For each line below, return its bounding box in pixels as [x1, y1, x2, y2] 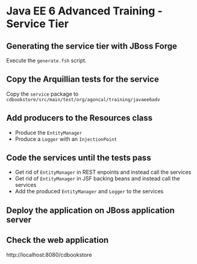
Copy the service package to [6, 90, 79, 97]
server [6, 215, 32, 225]
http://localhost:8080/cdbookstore [6, 251, 92, 258]
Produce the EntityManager [14, 129, 83, 136]
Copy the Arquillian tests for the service [6, 74, 160, 85]
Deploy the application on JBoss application [6, 205, 175, 215]
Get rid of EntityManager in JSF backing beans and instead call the [14, 175, 180, 182]
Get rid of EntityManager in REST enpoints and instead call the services [14, 168, 192, 176]
